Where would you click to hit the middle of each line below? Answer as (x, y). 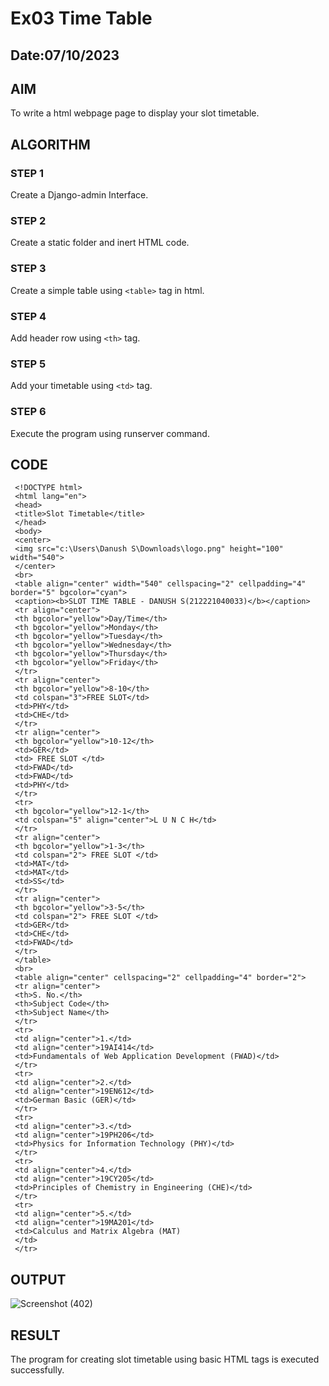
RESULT (35, 1335)
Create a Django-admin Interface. (79, 195)
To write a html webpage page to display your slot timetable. (135, 113)
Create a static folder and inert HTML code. (100, 243)
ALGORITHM (50, 144)
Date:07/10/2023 (65, 55)
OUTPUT (38, 1279)
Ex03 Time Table (81, 18)
